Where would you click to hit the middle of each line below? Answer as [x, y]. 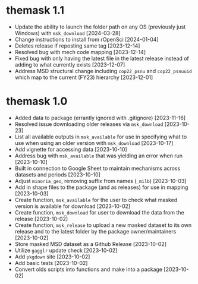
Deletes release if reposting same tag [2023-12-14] [77, 46]
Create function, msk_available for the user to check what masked [96, 200]
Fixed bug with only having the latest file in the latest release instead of [102, 58]
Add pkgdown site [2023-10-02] [52, 257]
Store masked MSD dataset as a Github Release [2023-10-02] [91, 244]
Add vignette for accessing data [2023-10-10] [71, 149]
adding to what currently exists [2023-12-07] [70, 64]
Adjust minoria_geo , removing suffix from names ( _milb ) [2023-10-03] [100, 181]
